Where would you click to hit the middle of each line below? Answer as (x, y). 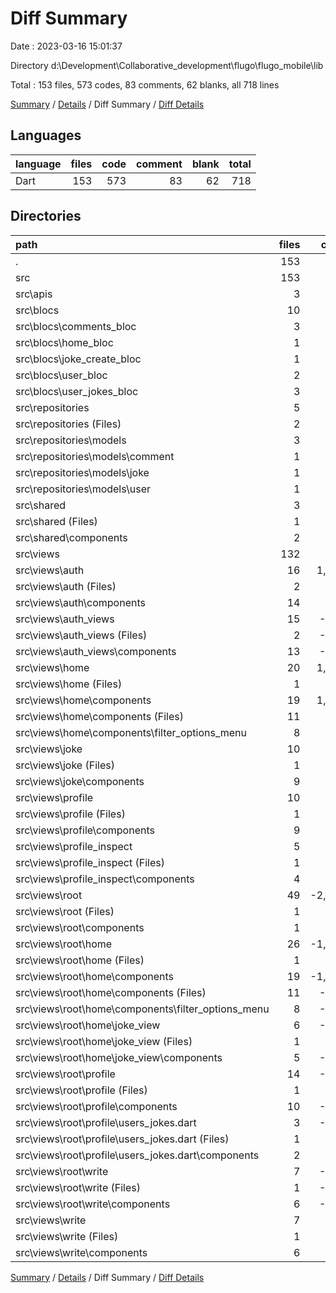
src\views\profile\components (85, 830)
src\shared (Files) (56, 521)
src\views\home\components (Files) (99, 716)
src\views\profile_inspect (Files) (90, 862)
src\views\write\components (81, 1252)
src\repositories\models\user (83, 489)
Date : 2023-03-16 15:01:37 (66, 46)
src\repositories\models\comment (95, 456)
